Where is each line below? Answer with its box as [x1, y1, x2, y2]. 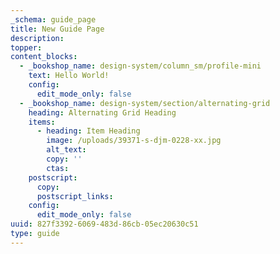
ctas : [46, 163, 70, 173]
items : [28, 117, 56, 127]
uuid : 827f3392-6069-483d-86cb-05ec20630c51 [10, 219, 199, 230]
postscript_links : [36, 191, 114, 201]
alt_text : [46, 145, 87, 155]
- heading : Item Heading [36, 126, 141, 136]
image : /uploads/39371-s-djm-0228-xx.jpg [46, 136, 222, 146]
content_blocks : [10, 52, 78, 62]
